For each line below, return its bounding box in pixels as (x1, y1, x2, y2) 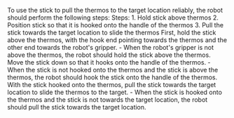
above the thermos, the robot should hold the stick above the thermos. (7, 51, 212, 59)
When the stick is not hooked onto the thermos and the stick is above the (7, 66, 219, 74)
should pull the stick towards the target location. (7, 103, 146, 111)
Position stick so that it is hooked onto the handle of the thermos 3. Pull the (7, 21, 224, 29)
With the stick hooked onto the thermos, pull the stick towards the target (7, 81, 216, 88)
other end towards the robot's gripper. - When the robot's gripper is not (7, 44, 214, 51)
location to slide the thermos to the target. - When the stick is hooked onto (7, 88, 223, 96)
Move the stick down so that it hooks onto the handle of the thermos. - (7, 58, 212, 66)
